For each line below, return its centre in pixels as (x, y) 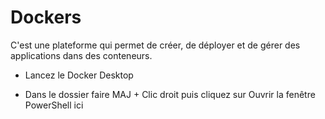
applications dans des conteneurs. (81, 55)
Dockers (46, 17)
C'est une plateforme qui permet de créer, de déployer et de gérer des (155, 45)
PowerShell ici (54, 105)
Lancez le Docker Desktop (79, 75)
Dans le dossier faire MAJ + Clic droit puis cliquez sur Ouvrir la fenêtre (170, 94)
